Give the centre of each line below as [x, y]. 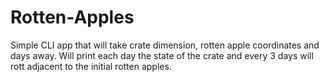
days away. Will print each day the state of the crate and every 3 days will [162, 55]
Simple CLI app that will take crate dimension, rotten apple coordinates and [165, 45]
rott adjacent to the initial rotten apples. [91, 66]
